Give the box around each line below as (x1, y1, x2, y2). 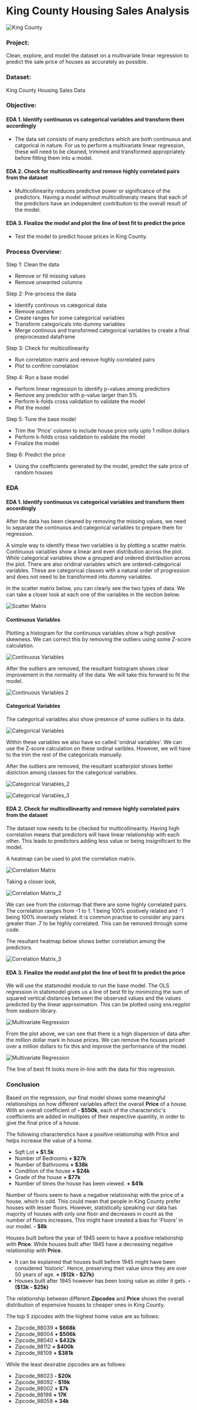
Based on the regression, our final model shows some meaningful (6, 1094, 166, 1101)
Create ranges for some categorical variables (14, 314, 125, 321)
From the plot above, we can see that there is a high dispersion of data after (6, 1030, 191, 1037)
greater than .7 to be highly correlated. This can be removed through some (6, 920, 188, 927)
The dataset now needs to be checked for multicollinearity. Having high (6, 825, 180, 832)
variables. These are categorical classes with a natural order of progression (6, 567, 190, 574)
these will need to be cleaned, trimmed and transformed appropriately (14, 148, 185, 155)
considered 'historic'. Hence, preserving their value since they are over (14, 1264, 188, 1271)
